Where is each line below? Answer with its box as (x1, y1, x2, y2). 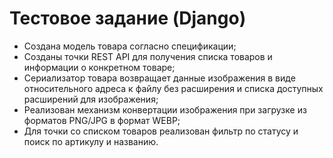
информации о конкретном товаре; (23, 61, 176, 73)
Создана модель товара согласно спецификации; (23, 40, 237, 52)
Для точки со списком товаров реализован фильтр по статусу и (23, 125, 299, 137)
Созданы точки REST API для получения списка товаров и (23, 50, 273, 62)
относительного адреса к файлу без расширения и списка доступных (23, 82, 324, 94)
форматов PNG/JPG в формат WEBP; (23, 114, 181, 126)
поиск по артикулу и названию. (23, 135, 159, 147)
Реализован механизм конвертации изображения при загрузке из (23, 103, 307, 116)
